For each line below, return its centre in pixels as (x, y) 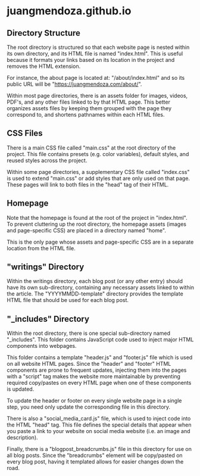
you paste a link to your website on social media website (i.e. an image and (99, 431)
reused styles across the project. (47, 160)
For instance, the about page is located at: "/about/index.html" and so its (96, 78)
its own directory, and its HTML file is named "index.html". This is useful (95, 54)
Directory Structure (44, 33)
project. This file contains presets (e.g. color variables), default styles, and (98, 154)
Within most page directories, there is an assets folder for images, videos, (97, 96)
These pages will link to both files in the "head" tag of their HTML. (88, 184)
